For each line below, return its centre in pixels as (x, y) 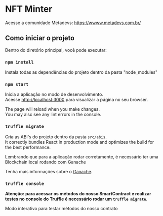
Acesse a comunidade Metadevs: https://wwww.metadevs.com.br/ (73, 23)
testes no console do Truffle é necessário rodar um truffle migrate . (76, 199)
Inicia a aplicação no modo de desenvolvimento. (54, 94)
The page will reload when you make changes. (53, 109)
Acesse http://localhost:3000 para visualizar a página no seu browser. (77, 100)
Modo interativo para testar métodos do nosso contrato (61, 208)
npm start (17, 84)
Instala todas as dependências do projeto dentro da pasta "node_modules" (81, 72)
